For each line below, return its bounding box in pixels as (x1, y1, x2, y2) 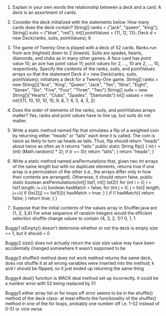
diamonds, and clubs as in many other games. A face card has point (12, 55, 152, 61)
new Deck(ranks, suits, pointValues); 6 (12, 35, 91, 41)
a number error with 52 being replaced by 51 (5, 281, 96, 286)
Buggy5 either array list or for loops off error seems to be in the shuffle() (5, 290, 153, 296)
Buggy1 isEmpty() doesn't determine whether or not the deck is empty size (5, 225, 158, 231)
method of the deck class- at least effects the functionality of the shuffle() (5, 296, 157, 301)
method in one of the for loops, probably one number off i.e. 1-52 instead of (5, 301, 160, 307)
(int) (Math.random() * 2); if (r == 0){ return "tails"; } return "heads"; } (12, 149, 155, 154)
